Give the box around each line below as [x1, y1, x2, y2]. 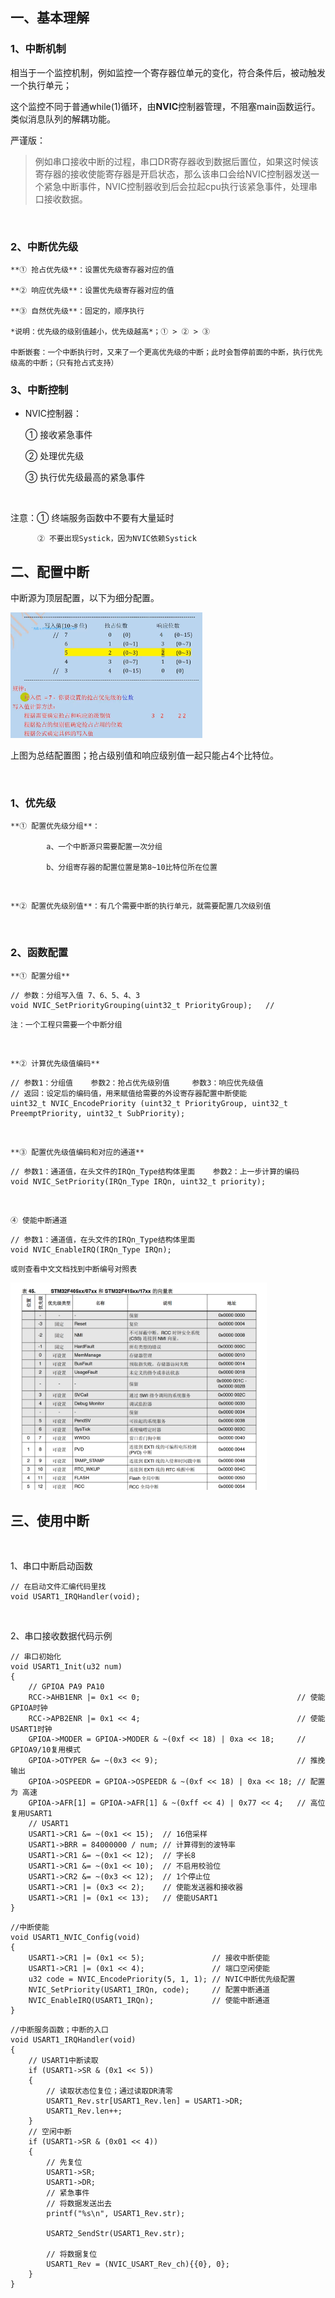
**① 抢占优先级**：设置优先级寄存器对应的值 [10, 264, 175, 275]
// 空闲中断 [28, 2127, 72, 2137]
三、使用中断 [10, 1512, 90, 1529]
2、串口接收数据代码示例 [10, 1630, 113, 1642]
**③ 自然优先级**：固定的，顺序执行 [10, 306, 145, 316]
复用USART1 [10, 1809, 53, 1819]
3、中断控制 [10, 383, 69, 397]
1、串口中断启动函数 [10, 1560, 93, 1572]
